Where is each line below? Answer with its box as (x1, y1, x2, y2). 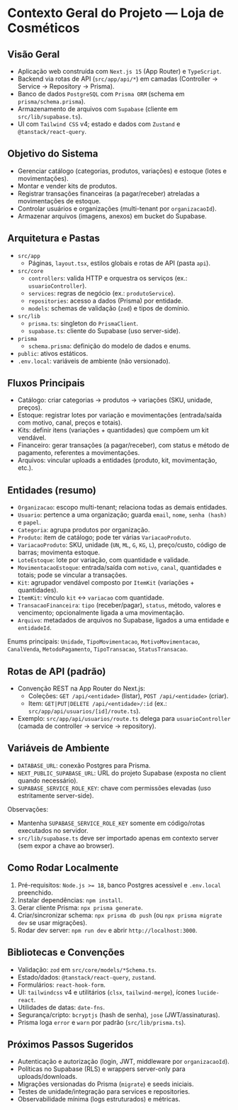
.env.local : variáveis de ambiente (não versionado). (17, 357, 171, 365)
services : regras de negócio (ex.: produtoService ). (28, 288, 176, 297)
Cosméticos (7, 20, 80, 36)
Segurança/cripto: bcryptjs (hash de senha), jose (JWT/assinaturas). (17, 1010, 220, 1019)
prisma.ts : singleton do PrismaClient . (28, 319, 139, 327)
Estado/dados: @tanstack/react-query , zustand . (17, 972, 157, 981)
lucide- (197, 989, 220, 997)
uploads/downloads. (17, 1072, 78, 1081)
